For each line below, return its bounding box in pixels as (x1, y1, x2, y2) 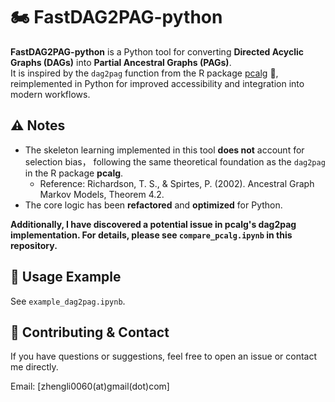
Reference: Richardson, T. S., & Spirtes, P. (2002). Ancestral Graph (39, 177, 315, 189)
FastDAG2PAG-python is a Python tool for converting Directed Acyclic (10, 45, 305, 58)
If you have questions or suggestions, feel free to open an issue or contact (10, 350, 318, 363)
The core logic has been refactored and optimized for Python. (24, 199, 283, 211)
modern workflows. (10, 88, 91, 100)
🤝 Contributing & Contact (10, 324, 170, 341)
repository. (10, 239, 58, 251)
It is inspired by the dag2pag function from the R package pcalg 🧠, (10, 67, 279, 79)
